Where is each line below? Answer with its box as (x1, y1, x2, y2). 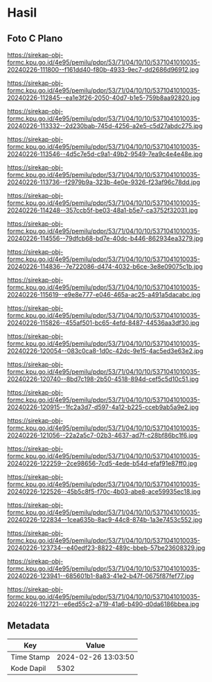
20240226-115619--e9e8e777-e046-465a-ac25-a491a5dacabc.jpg (7, 291, 201, 298)
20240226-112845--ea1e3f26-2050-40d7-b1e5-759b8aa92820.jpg (7, 93, 200, 102)
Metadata (7, 620, 50, 631)
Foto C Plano (7, 33, 63, 44)
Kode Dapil (10, 663, 46, 673)
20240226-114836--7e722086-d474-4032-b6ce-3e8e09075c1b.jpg (7, 262, 203, 271)
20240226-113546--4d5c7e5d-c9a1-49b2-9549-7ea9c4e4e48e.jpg (7, 150, 203, 158)
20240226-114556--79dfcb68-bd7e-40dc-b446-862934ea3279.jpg (7, 234, 204, 242)
